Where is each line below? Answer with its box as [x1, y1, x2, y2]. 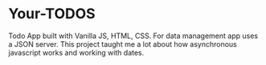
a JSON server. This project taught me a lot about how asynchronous [8, 39, 237, 48]
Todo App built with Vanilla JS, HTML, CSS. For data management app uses [8, 31, 259, 40]
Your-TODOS [8, 5, 96, 23]
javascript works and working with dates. [8, 48, 145, 57]
